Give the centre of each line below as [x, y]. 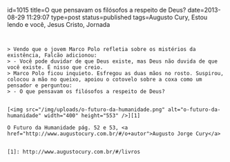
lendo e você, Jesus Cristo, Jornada [59, 24]
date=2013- [204, 10]
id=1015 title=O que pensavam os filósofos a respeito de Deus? [97, 10]
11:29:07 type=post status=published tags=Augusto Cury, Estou [117, 17]
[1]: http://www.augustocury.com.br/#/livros [74, 152]
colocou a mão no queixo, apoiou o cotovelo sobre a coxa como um [105, 79]
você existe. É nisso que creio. [55, 68]
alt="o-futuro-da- [194, 110]
